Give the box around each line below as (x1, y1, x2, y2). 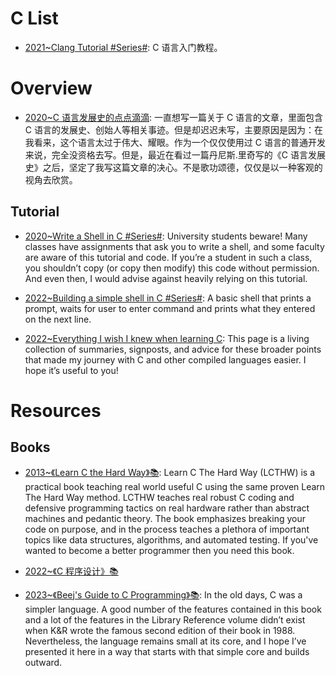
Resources (10, 399, 102, 422)
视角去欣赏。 (24, 173, 78, 186)
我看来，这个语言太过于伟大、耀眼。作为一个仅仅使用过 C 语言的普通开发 (24, 136, 326, 148)
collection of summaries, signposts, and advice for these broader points (24, 343, 322, 355)
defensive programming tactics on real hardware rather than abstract (24, 502, 310, 514)
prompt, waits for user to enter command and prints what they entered (24, 302, 316, 314)
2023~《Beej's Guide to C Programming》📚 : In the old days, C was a (24, 588, 303, 601)
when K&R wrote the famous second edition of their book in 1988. (24, 624, 296, 636)
